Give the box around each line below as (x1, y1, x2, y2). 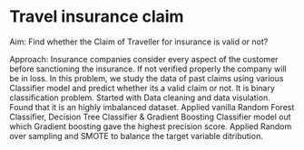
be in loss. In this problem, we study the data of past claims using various (9, 72, 284, 83)
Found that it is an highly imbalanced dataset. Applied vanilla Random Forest (9, 101, 295, 112)
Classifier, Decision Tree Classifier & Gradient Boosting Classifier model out (9, 111, 292, 122)
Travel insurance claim (9, 6, 184, 27)
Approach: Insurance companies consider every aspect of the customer (9, 53, 279, 64)
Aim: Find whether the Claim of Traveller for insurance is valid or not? (9, 36, 269, 47)
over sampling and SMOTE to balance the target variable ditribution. (9, 130, 263, 141)
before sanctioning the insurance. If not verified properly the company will (9, 63, 288, 74)
